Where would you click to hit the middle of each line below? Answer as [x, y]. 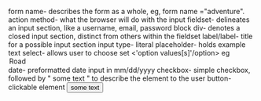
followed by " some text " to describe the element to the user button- [120, 78]
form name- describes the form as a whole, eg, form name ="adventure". [127, 11]
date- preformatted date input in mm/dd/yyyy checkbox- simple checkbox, [129, 70]
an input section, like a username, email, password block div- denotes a [124, 28]
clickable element [37, 87]
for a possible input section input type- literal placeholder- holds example [127, 45]
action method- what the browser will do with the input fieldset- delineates [129, 20]
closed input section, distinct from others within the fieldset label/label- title [130, 36]
